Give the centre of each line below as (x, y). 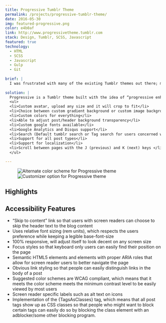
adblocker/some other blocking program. (54, 315)
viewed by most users (35, 289)
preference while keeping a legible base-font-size (63, 236)
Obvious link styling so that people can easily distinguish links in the (82, 268)
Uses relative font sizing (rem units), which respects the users (75, 231)
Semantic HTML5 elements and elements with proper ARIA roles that (82, 257)
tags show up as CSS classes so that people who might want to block (83, 305)
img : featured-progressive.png (37, 24)
